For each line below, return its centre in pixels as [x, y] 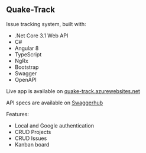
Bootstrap [27, 67]
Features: [18, 114]
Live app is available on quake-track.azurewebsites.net [73, 91]
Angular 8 [27, 48]
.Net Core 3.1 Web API [41, 36]
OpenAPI [25, 79]
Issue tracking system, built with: [46, 24]
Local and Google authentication [54, 125]
